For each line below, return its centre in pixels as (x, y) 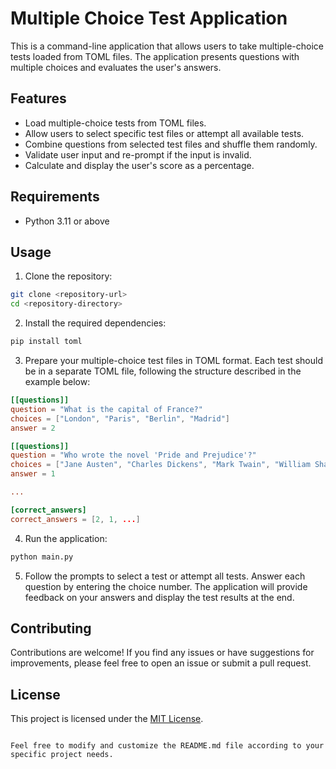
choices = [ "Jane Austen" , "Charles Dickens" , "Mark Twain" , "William (160, 465)
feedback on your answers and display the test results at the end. (159, 597)
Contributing (51, 628)
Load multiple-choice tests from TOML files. (115, 123)
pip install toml (46, 342)
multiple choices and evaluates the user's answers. (116, 67)
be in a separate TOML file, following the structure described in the (163, 371)
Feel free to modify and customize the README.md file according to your (167, 746)
